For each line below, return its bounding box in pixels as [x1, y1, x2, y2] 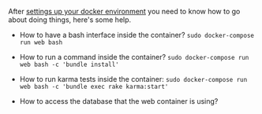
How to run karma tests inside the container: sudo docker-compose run [19, 75, 248, 83]
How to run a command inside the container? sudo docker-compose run [19, 53, 249, 61]
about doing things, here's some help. [8, 15, 132, 24]
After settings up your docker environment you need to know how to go [8, 7, 241, 16]
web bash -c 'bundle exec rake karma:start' [19, 83, 169, 90]
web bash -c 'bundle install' [19, 61, 120, 68]
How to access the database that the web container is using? [19, 97, 219, 105]
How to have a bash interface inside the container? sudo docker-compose [19, 31, 255, 39]
